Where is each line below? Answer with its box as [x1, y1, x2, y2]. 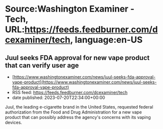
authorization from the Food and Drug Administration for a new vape [5, 109, 142, 115]
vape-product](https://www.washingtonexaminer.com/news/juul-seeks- [12, 79, 157, 85]
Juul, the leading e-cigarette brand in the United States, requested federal [5, 104, 153, 110]
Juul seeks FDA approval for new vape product [5, 53, 150, 62]
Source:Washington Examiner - [5, 3, 135, 15]
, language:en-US [70, 34, 143, 46]
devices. [5, 120, 22, 125]
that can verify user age [5, 61, 79, 69]
